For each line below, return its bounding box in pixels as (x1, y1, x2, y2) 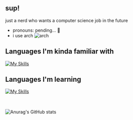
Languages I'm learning (5, 75, 81, 84)
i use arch (12, 32, 34, 38)
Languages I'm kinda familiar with (5, 47, 114, 56)
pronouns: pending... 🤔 (12, 27, 61, 33)
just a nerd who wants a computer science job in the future (5, 17, 128, 23)
